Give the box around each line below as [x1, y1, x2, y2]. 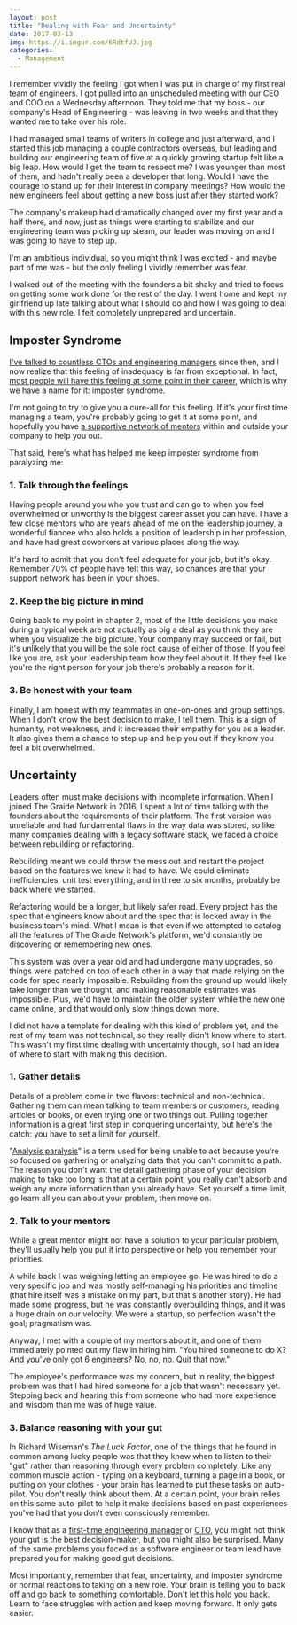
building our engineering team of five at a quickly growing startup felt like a [9, 152, 284, 162]
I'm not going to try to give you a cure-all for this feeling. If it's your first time [9, 402, 288, 412]
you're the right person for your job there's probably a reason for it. [9, 662, 255, 673]
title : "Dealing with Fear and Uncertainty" [9, 21, 176, 30]
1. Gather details [9, 1070, 81, 1082]
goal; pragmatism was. [9, 1318, 93, 1329]
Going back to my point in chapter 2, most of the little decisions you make [9, 615, 278, 626]
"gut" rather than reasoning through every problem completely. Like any [9, 1460, 272, 1472]
